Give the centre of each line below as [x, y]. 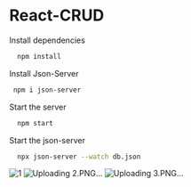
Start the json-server [48, 140]
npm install [40, 56]
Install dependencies [48, 40]
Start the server [38, 107]
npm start [35, 123]
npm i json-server [47, 90]
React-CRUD [57, 16]
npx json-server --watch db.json [79, 157]
